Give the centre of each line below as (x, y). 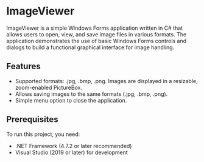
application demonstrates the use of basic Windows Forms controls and (97, 41)
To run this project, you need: (43, 134)
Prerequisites (32, 120)
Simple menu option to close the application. (71, 100)
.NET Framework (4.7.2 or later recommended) (73, 146)
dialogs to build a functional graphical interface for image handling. (90, 47)
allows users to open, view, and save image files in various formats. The (97, 34)
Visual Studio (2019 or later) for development (71, 152)
